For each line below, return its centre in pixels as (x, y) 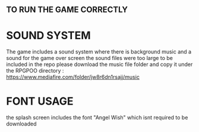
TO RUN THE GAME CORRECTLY (67, 10)
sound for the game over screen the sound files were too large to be (90, 58)
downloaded (21, 124)
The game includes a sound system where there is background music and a (99, 52)
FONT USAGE (40, 101)
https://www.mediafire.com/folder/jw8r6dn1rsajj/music (73, 77)
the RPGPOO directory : (35, 71)
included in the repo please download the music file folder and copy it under (99, 64)
